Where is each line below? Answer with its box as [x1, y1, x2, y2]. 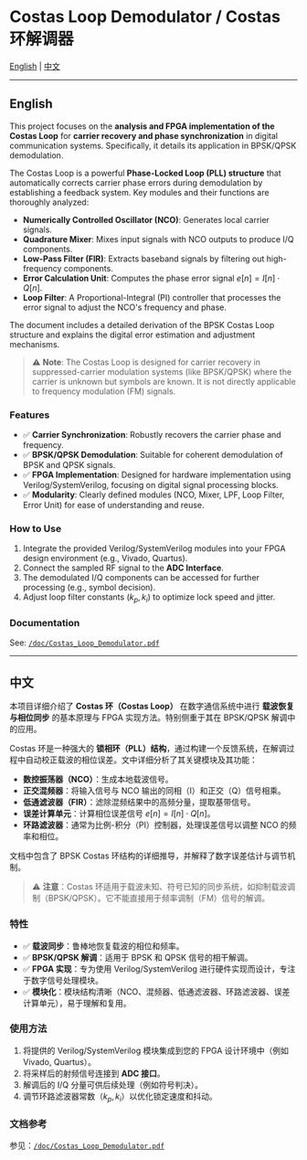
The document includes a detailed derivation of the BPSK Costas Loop [9, 319, 275, 330]
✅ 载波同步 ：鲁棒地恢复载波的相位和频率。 [22, 940, 185, 952]
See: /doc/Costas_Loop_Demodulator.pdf [9, 637, 160, 648]
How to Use [9, 522, 62, 535]
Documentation [9, 617, 80, 630]
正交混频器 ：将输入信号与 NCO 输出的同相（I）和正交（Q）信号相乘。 [22, 785, 286, 796]
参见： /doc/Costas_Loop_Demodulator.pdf [9, 1140, 165, 1151]
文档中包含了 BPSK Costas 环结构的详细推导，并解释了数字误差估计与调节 [9, 850, 288, 861]
